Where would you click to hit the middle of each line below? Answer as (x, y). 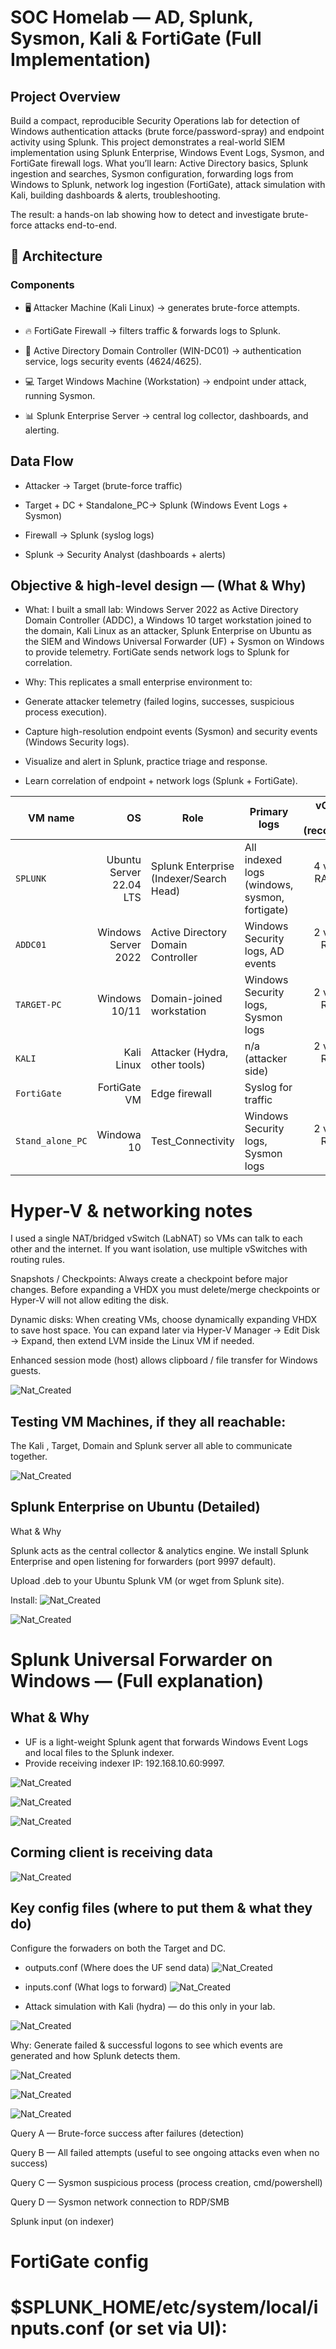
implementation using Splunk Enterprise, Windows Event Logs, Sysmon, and (167, 152)
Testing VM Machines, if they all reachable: (148, 1421)
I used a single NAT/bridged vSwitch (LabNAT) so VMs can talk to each (156, 1238)
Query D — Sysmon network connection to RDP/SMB (120, 2202)
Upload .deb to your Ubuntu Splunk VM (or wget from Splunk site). (147, 1580)
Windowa (119, 1135)
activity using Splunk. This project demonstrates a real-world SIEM (148, 142)
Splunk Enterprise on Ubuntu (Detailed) (135, 1507)
